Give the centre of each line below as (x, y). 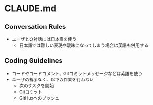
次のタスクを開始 (36, 85)
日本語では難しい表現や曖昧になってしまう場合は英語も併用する (84, 45)
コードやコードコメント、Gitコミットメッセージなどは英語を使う (77, 73)
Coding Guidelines (33, 61)
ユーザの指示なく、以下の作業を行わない (53, 79)
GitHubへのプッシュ (39, 98)
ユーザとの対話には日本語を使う (44, 39)
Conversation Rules (35, 27)
